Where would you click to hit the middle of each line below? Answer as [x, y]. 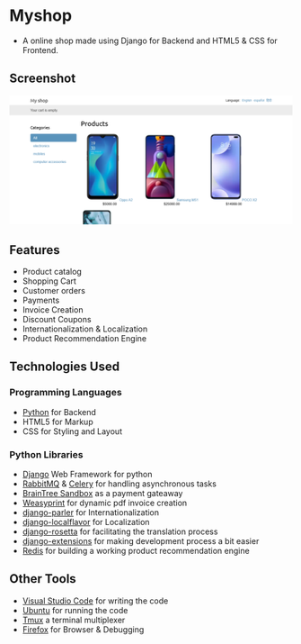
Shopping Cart [49, 281]
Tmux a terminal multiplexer [74, 620]
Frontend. [40, 50]
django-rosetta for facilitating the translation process [120, 531]
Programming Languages [66, 393]
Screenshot [43, 79]
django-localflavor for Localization [86, 522]
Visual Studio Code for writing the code [95, 601]
